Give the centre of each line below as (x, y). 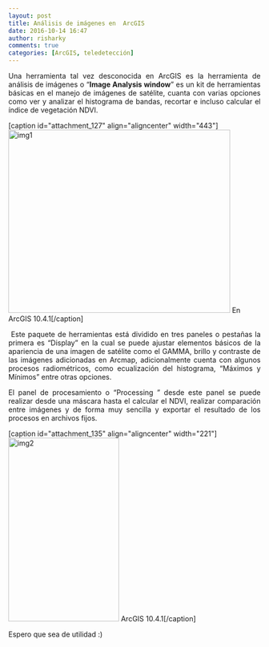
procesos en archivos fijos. (53, 418)
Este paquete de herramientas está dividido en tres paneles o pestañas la (136, 334)
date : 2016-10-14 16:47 (48, 31)
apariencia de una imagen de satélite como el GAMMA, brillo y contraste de (134, 351)
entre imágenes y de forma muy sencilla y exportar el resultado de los (134, 409)
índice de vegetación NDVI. (53, 110)
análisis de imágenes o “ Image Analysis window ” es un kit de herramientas (134, 84)
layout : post (30, 16)
